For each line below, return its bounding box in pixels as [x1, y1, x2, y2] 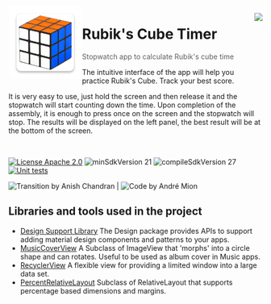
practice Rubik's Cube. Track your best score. [81, 76, 235, 85]
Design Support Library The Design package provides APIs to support [19, 226, 252, 235]
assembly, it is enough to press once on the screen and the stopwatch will [8, 108, 255, 118]
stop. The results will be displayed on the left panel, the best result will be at [8, 117, 261, 127]
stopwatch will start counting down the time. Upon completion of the [8, 100, 236, 110]
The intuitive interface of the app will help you [81, 67, 235, 77]
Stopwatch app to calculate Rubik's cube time [81, 52, 235, 61]
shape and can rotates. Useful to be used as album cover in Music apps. [19, 252, 261, 261]
